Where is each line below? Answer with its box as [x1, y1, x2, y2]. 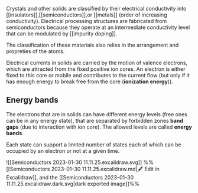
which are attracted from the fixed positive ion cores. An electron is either [6, 66, 186, 73]
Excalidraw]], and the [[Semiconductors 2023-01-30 [6, 174, 134, 181]
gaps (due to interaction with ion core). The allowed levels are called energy [6, 123, 192, 130]
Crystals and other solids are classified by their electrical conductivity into [6, 5, 187, 12]
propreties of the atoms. [6, 48, 65, 55]
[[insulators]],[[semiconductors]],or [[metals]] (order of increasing [6, 11, 167, 18]
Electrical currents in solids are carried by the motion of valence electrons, [6, 59, 188, 66]
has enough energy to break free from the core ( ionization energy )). [6, 78, 173, 85]
